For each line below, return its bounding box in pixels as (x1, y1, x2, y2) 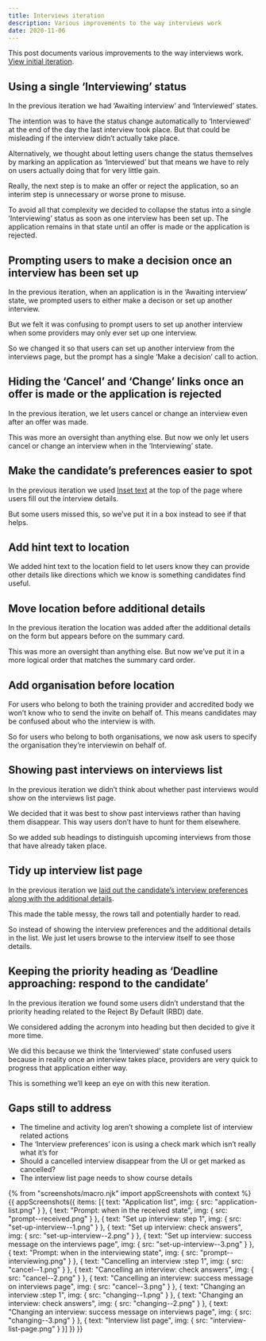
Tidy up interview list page (8, 864, 143, 877)
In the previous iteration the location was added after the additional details (8, 623, 251, 633)
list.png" (8, 1206, 36, 1215)
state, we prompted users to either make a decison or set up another (8, 296, 233, 305)
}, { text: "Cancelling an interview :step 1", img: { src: (72, 1257, 244, 1266)
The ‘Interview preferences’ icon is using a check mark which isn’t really (19, 1139, 256, 1149)
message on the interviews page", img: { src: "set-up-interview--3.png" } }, (8, 1240, 255, 1249)
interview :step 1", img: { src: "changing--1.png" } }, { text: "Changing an (8, 1290, 244, 1300)
